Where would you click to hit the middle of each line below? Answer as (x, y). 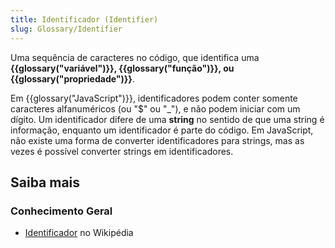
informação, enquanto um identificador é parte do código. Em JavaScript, (162, 130)
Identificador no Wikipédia (79, 233)
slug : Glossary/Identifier (66, 29)
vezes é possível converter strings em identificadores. (122, 151)
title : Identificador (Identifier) (84, 19)
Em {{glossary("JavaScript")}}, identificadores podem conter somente (154, 98)
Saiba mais (45, 182)
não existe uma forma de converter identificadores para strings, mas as (157, 140)
